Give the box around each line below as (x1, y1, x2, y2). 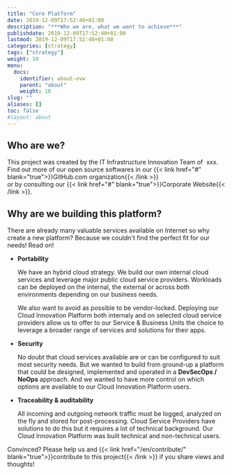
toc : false (7, 107, 39, 114)
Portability (17, 255, 49, 263)
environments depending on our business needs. (17, 290, 158, 299)
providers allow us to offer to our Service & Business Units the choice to (17, 318, 224, 327)
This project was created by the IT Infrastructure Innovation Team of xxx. (7, 158, 219, 166)
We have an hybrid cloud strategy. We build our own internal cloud (17, 268, 209, 277)
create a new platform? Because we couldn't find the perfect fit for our (7, 234, 210, 242)
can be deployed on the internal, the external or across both (17, 283, 190, 291)
